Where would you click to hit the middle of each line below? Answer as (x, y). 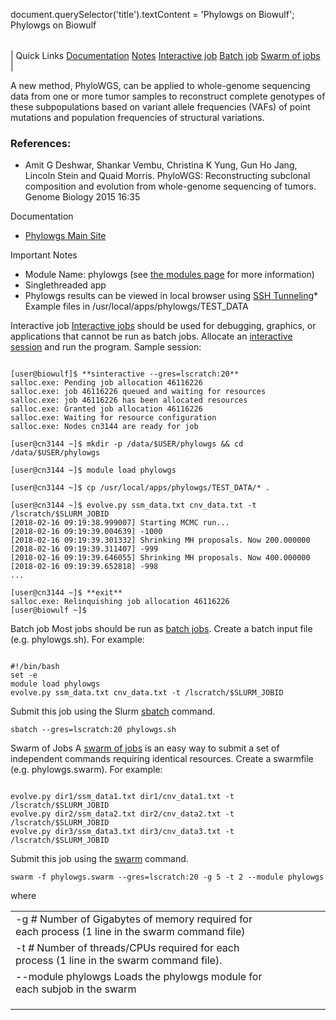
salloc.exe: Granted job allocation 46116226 (106, 409)
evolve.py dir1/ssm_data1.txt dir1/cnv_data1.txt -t (122, 797)
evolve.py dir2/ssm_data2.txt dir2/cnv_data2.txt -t (122, 814)
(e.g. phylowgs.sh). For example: (77, 640)
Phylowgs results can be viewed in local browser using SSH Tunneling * (171, 296)
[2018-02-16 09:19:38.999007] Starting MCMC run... (120, 523)
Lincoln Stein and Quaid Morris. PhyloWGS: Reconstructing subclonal (167, 176)
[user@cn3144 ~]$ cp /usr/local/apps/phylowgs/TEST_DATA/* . (140, 488)
